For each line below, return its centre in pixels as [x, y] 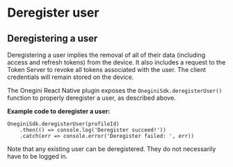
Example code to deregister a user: [59, 111]
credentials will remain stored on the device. [71, 77]
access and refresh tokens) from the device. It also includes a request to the [116, 62]
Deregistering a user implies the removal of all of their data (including [106, 55]
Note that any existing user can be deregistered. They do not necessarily [112, 149]
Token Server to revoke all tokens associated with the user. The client [107, 70]
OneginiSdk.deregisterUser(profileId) [63, 124]
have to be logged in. [38, 156]
